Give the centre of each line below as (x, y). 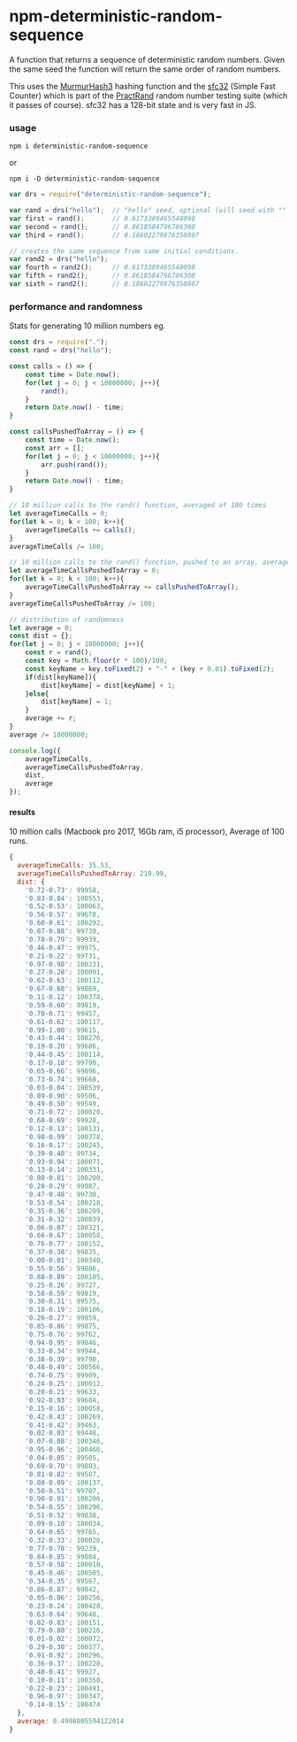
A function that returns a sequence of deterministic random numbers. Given (147, 59)
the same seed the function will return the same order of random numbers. (145, 69)
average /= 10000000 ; (49, 735)
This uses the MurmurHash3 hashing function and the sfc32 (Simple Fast (142, 86)
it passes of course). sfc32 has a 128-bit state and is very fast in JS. (133, 104)
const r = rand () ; (59, 652)
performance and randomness (76, 306)
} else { (37, 694)
